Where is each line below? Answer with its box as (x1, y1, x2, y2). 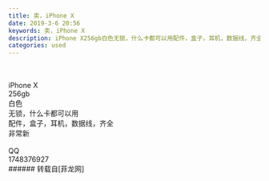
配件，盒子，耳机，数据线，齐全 (8, 119, 114, 128)
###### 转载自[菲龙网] (8, 164, 85, 174)
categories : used (8, 42, 66, 50)
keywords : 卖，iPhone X (8, 26, 86, 34)
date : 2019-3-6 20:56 (8, 19, 81, 27)
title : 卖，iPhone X (8, 11, 74, 20)
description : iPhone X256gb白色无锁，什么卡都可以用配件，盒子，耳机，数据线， (8, 34, 251, 42)
